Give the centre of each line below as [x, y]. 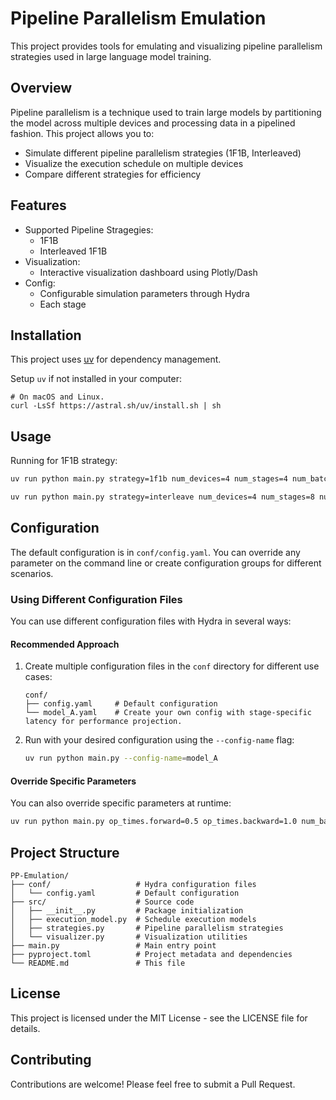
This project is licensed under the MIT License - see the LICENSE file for [159, 1018]
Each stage [63, 304]
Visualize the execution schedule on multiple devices [134, 163]
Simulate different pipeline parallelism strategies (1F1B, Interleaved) [163, 153]
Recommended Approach [65, 644]
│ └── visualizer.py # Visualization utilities [129, 937]
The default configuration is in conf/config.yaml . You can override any [155, 552]
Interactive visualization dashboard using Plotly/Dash [148, 272]
